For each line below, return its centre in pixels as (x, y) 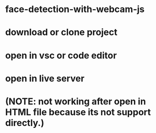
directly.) (25, 123)
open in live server (45, 78)
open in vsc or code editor (61, 55)
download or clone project (61, 32)
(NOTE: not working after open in (76, 101)
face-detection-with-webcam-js (75, 9)
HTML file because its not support (78, 112)
